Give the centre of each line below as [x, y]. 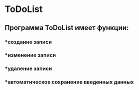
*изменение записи [30, 55]
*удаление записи [28, 68]
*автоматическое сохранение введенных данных [69, 82]
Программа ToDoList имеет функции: [67, 28]
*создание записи [28, 42]
